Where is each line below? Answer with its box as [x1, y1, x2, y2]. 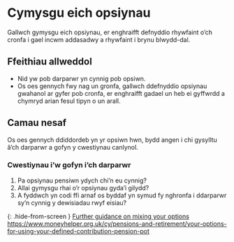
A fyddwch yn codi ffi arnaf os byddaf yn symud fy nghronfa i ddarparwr [17, 191, 227, 199]
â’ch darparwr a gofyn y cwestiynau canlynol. [7, 143, 138, 151]
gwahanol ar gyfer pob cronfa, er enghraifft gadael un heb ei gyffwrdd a [17, 89, 226, 97]
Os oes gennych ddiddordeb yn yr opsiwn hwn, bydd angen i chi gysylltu [7, 135, 218, 144]
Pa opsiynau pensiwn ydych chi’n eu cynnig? [17, 176, 147, 185]
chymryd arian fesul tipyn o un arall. [17, 97, 121, 105]
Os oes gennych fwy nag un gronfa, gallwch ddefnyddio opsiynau [17, 82, 207, 90]
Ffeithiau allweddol [7, 56, 92, 68]
